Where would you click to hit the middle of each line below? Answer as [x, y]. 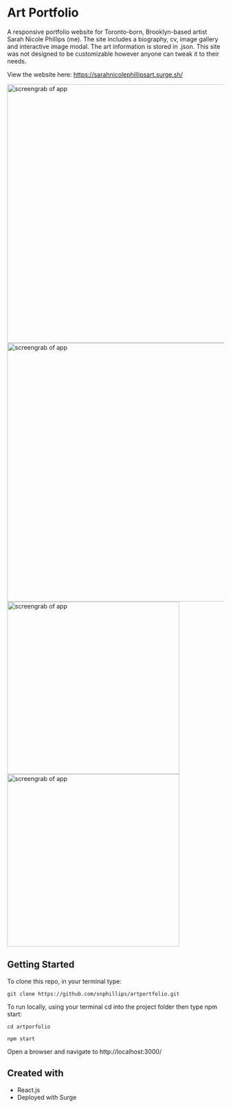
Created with [35, 1073]
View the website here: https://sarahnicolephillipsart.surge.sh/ [95, 75]
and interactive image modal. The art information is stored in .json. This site [114, 46]
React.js [29, 1090]
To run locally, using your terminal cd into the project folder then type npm [112, 1007]
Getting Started [41, 965]
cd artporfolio [29, 1027]
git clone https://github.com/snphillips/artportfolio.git [93, 994]
